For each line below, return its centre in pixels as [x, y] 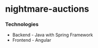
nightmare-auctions [47, 9]
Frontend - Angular [32, 40]
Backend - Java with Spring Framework [52, 35]
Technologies [22, 24]
